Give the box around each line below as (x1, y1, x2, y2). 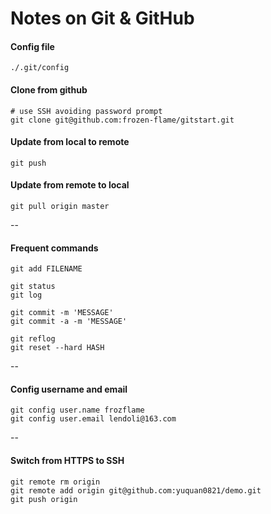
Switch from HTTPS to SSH (10, 455, 125, 466)
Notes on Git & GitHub (10, 7, 195, 30)
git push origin (10, 494, 78, 504)
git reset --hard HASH (10, 343, 105, 353)
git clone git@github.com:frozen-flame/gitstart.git (10, 115, 235, 125)
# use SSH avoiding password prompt (10, 106, 163, 116)
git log (10, 290, 43, 301)
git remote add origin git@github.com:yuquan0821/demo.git (10, 485, 262, 496)
